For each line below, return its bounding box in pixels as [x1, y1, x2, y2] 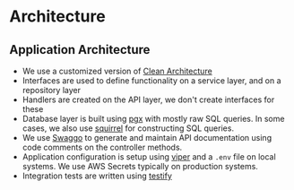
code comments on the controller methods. [22, 142, 183, 152]
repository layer [22, 85, 81, 95]
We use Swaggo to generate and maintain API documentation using [22, 133, 272, 142]
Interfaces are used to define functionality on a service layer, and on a [22, 75, 281, 86]
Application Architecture [9, 42, 151, 57]
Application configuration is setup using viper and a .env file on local [22, 151, 276, 162]
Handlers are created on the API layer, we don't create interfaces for [22, 94, 275, 105]
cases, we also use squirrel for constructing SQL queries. [22, 123, 235, 134]
